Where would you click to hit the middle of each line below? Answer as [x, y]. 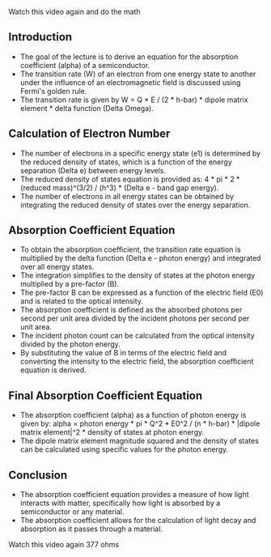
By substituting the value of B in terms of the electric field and [123, 353]
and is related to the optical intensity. [82, 301]
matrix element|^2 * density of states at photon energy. [112, 432]
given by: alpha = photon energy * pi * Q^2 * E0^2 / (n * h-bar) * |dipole [140, 423]
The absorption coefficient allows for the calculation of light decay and [138, 521]
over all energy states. [57, 267]
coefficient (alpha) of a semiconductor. [85, 65]
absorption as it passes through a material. [91, 529]
